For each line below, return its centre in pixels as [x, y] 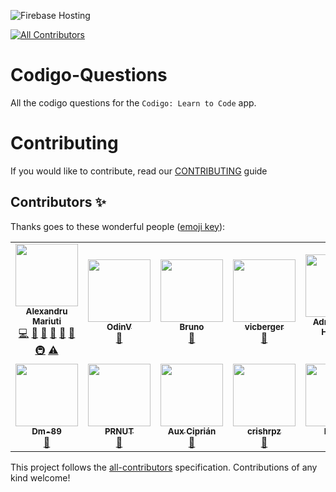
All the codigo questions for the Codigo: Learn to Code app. [133, 102]
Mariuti [46, 321]
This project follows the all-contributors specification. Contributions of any [164, 467]
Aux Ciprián [192, 431]
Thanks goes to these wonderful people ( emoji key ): [118, 226]
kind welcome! [40, 477]
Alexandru [46, 311]
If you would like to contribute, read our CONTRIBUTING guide [139, 171]
